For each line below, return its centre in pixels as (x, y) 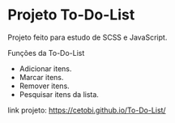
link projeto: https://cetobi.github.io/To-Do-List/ (87, 110)
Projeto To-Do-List (71, 15)
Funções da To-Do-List (46, 53)
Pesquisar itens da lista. (59, 94)
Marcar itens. (41, 77)
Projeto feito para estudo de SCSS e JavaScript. (87, 37)
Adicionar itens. (45, 68)
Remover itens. (44, 86)
